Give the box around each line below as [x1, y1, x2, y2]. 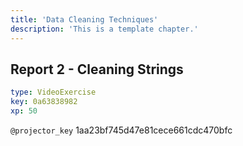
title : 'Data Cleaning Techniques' [10, 14, 159, 25]
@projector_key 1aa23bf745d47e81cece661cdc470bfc [10, 124, 233, 136]
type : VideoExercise [10, 87, 97, 98]
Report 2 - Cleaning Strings [10, 61, 184, 78]
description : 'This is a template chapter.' [10, 24, 199, 34]
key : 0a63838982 [10, 97, 78, 107]
